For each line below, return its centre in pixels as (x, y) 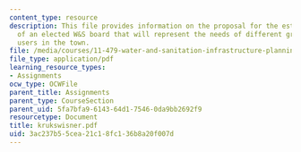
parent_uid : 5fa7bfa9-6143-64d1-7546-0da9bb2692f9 (106, 109)
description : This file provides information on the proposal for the (144, 26)
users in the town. (54, 42)
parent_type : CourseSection (62, 101)
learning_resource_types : (57, 68)
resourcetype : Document (54, 117)
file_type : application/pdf (62, 59)
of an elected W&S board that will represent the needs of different (150, 34)
